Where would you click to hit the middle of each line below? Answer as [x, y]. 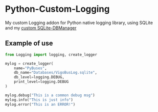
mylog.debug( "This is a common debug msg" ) [50, 95]
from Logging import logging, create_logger [51, 55]
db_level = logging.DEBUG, [39, 77]
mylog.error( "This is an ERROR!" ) [40, 104]
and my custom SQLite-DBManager [41, 28]
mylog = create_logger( [29, 63]
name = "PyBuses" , [31, 68]
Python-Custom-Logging [57, 9]
